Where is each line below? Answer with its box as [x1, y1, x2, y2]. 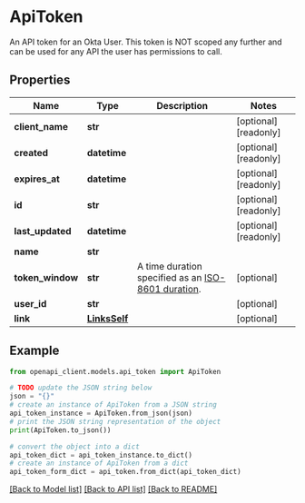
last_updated [14, 224, 72, 237]
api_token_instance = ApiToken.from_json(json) [9, 409, 193, 419]
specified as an [137, 271, 202, 283]
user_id [14, 297, 47, 310]
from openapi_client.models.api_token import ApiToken [9, 367, 221, 376]
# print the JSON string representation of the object [9, 417, 221, 426]
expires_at [14, 173, 61, 185]
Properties [9, 73, 71, 88]
